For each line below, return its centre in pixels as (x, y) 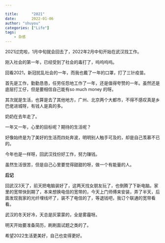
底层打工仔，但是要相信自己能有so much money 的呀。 (61, 89)
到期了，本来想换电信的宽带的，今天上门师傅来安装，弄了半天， (91, 192)
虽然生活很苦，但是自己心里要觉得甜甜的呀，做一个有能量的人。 (69, 164)
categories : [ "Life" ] (27, 28)
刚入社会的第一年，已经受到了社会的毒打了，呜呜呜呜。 (61, 62)
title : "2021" (25, 14)
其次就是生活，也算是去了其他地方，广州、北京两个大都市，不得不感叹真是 (80, 100)
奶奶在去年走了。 (22, 116)
